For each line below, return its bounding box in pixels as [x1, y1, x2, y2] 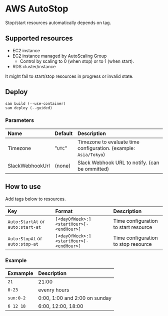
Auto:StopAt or [7, 235, 42, 242]
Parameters [5, 117, 34, 124]
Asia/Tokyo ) [77, 151, 105, 158]
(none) [54, 162, 71, 169]
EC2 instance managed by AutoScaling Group [12, 53, 107, 59]
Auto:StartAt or [7, 218, 45, 225]
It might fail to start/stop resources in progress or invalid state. [5, 73, 134, 79]
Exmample [7, 269, 33, 276]
